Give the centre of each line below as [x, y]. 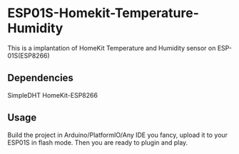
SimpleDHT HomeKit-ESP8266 [53, 95]
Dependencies [40, 78]
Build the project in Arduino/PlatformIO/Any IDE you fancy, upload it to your [118, 135]
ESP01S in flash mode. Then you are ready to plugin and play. [98, 142]
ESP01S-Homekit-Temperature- [103, 13]
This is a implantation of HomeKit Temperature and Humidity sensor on [112, 48]
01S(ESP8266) [29, 56]
